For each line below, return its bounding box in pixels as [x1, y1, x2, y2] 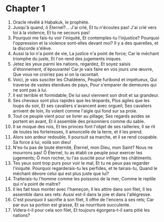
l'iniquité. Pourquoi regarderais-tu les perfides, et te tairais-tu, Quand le [12, 165, 158, 171]
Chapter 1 [5, 3, 46, 14]
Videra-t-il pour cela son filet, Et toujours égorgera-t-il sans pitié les [12, 207, 150, 213]
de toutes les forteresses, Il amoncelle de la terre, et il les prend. [12, 129, 143, 135]
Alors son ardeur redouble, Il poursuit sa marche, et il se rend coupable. [12, 134, 158, 140]
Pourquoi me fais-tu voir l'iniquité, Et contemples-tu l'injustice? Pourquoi [12, 35, 160, 41]
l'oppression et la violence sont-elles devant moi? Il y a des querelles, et [12, 40, 159, 46]
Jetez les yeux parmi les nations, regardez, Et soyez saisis [12, 61, 131, 67]
